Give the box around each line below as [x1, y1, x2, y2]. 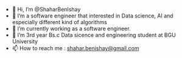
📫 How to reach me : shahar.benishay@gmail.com [12, 45, 139, 51]
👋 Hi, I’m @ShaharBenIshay [12, 6, 81, 13]
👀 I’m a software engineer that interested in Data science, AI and [12, 12, 173, 19]
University [12, 38, 38, 45]
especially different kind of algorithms [12, 19, 108, 25]
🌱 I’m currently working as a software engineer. [12, 25, 131, 32]
